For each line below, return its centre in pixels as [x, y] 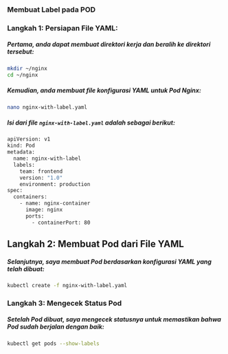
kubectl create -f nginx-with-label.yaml [67, 285]
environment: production [55, 184]
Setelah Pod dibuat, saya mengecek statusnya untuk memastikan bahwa [114, 320]
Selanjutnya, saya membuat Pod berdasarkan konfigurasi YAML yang [109, 261]
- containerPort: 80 [61, 222]
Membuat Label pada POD [52, 10]
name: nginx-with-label [47, 158]
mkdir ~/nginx [27, 68]
